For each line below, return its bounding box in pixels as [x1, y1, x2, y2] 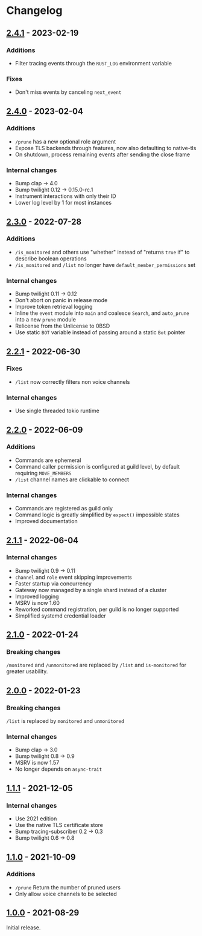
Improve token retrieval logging [14, 303, 93, 311]
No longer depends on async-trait [14, 765, 103, 773]
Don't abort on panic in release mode [14, 297, 108, 304]
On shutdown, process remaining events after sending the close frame [14, 151, 191, 158]
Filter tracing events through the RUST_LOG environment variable [14, 59, 172, 67]
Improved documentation [14, 518, 78, 525]
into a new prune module [14, 316, 77, 323]
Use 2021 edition [14, 815, 57, 822]
